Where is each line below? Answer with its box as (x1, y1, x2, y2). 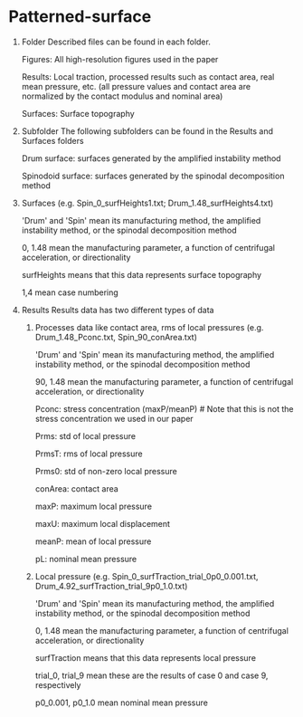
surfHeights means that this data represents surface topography (21, 269, 262, 280)
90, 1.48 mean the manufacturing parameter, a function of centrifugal (34, 376, 294, 387)
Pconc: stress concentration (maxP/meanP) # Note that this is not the (34, 403, 294, 414)
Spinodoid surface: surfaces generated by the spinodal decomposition (21, 170, 285, 181)
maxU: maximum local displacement (34, 518, 171, 529)
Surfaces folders (21, 135, 84, 146)
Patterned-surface (8, 6, 152, 27)
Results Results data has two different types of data (21, 304, 214, 315)
